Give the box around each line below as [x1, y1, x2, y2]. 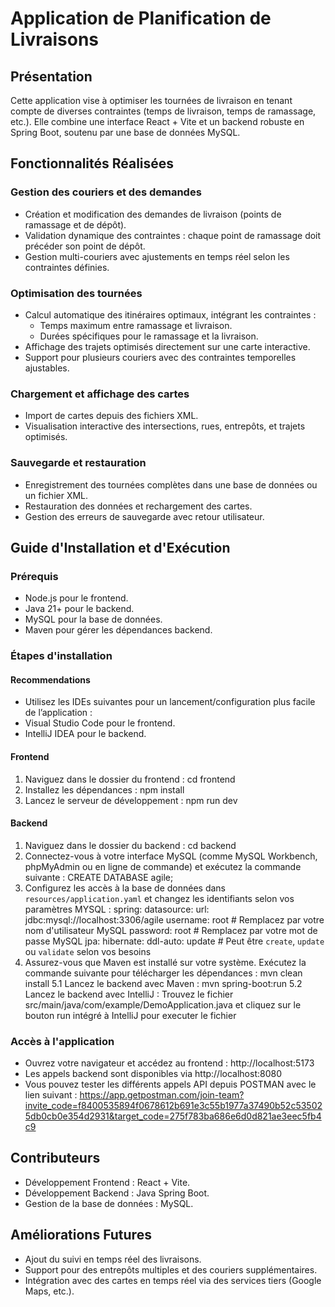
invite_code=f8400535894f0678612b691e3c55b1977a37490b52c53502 [24, 1100, 323, 1112]
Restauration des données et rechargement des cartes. [24, 500, 253, 512]
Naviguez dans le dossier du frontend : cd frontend [24, 773, 236, 785]
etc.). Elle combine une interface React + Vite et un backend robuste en [10, 116, 305, 127]
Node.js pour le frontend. [24, 592, 129, 604]
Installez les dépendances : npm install [24, 783, 185, 796]
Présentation [10, 68, 93, 85]
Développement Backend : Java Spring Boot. [24, 1187, 210, 1199]
